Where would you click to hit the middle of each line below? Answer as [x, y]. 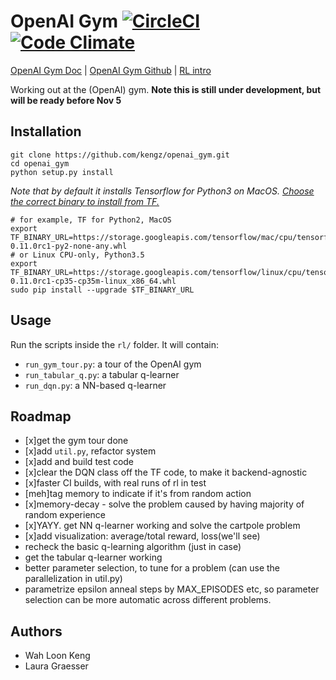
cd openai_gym [40, 163]
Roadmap [41, 416]
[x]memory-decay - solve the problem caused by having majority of [164, 504]
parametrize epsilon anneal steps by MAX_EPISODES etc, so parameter [172, 589]
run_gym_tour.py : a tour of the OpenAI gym [113, 364]
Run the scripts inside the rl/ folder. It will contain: [115, 344]
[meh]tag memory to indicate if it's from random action [138, 494]
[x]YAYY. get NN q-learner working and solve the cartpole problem [162, 526]
